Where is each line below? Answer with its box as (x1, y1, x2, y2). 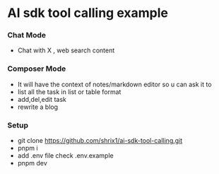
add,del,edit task (17, 95, 67, 103)
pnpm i (17, 144, 38, 153)
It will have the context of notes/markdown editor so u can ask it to (17, 80, 212, 88)
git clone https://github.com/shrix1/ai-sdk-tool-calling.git (17, 137, 183, 145)
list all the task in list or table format (17, 87, 122, 96)
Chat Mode (7, 30, 46, 40)
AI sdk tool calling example (7, 5, 168, 21)
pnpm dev (17, 159, 47, 168)
